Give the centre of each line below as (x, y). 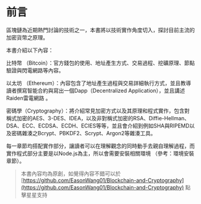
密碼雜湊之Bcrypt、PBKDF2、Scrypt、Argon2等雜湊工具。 (84, 133)
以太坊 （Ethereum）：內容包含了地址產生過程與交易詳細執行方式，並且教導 (99, 83)
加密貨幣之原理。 (27, 37)
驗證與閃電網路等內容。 (35, 70)
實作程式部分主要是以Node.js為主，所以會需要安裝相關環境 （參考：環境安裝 (100, 153)
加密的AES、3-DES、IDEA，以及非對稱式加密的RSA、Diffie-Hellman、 (103, 118)
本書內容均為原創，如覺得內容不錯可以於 (71, 173)
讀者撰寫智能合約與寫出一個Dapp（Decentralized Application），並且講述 (96, 90)
